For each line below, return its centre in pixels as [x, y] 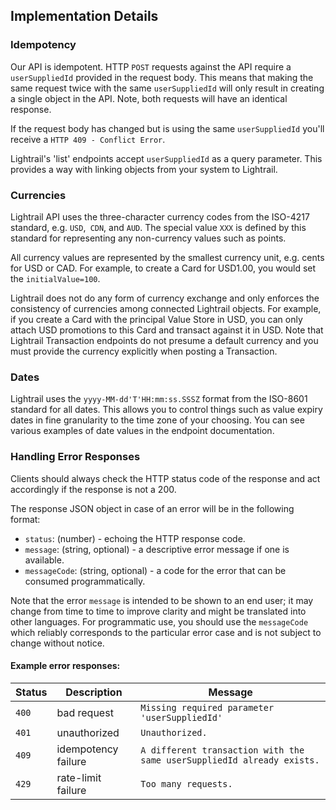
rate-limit [79, 777]
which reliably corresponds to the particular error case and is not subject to [166, 632]
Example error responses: [65, 666]
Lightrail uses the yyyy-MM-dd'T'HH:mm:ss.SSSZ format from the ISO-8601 [159, 399]
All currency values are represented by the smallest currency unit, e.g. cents [167, 257]
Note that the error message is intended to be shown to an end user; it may [162, 600]
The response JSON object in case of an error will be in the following [152, 508]
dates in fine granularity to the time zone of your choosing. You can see [157, 420]
